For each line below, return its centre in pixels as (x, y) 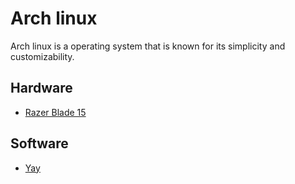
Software (39, 143)
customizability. (42, 56)
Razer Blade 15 (55, 112)
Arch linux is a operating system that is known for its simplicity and (148, 46)
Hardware (41, 88)
